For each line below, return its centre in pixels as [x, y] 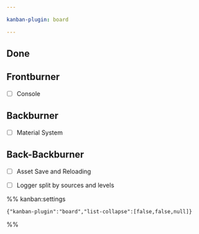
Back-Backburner [45, 155]
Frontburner [33, 77]
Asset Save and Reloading [54, 171]
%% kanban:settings [36, 199]
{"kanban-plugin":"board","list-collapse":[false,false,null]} [99, 211]
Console [28, 93]
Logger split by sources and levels [65, 185]
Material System [39, 133]
